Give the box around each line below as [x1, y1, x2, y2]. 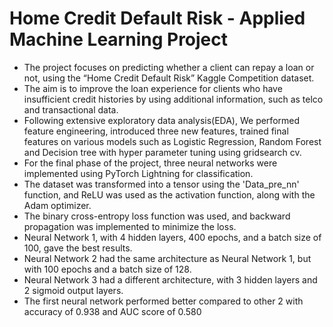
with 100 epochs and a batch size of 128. [23, 263, 192, 275]
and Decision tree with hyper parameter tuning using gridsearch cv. [23, 146, 302, 158]
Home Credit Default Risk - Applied [9, 7, 306, 30]
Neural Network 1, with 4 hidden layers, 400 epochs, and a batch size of [23, 231, 322, 243]
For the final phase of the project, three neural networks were [23, 157, 278, 169]
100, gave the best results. [23, 242, 133, 254]
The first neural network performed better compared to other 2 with [23, 295, 304, 307]
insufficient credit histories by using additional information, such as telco [23, 93, 324, 105]
